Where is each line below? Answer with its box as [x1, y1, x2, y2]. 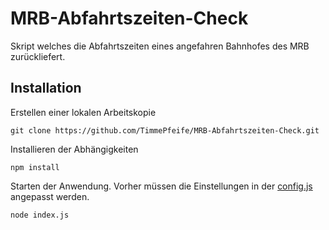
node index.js [10, 210, 70, 220]
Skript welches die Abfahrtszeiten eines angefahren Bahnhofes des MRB [10, 40, 310, 52]
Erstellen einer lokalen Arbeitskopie [10, 106, 157, 118]
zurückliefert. [10, 50, 66, 62]
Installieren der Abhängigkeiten [10, 143, 139, 155]
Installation [10, 80, 82, 97]
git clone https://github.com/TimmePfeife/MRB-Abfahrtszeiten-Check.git [10, 125, 320, 136]
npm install [10, 162, 60, 172]
